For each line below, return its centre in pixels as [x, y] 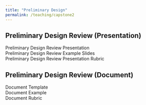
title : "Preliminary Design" [36, 10]
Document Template [27, 87]
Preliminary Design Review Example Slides [50, 53]
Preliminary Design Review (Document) [69, 75]
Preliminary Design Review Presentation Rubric [55, 59]
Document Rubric [24, 98]
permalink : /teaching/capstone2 [40, 15]
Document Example [26, 93]
